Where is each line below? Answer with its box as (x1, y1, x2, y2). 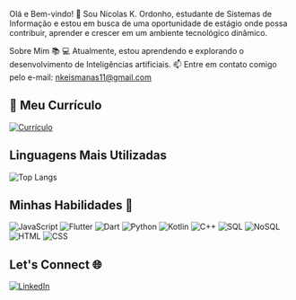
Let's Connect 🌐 (9, 257, 102, 272)
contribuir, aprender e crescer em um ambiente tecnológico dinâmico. (9, 28, 267, 38)
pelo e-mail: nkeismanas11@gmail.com (9, 72, 152, 83)
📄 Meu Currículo (9, 98, 102, 113)
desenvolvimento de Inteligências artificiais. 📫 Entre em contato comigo (9, 59, 277, 69)
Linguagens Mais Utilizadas (9, 148, 168, 163)
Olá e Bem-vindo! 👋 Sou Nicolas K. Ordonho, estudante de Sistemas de (9, 9, 272, 19)
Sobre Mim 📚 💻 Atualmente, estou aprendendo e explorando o (9, 46, 245, 56)
